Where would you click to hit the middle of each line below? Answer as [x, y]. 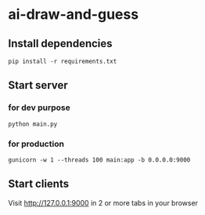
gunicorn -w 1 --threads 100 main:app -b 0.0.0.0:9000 [99, 160]
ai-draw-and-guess [74, 15]
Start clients [38, 184]
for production [36, 144]
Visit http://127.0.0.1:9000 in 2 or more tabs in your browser [103, 202]
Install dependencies [60, 44]
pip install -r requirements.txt [63, 61]
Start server [38, 85]
